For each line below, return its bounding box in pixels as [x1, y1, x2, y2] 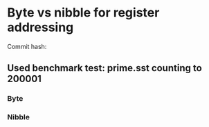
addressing [7, 19, 74, 35]
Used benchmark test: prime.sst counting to [7, 62, 202, 74]
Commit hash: [7, 42, 47, 50]
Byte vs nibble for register [7, 5, 160, 21]
